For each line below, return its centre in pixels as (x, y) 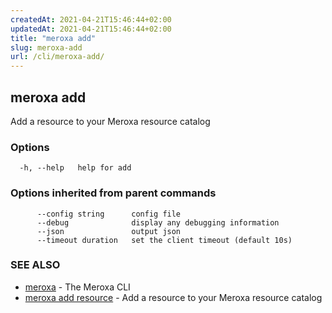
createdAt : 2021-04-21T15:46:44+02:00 (91, 19)
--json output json (109, 231)
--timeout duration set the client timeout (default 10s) (164, 240)
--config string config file (109, 214)
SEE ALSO (35, 265)
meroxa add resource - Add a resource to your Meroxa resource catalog (173, 297)
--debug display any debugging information (158, 222)
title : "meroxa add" (53, 38)
